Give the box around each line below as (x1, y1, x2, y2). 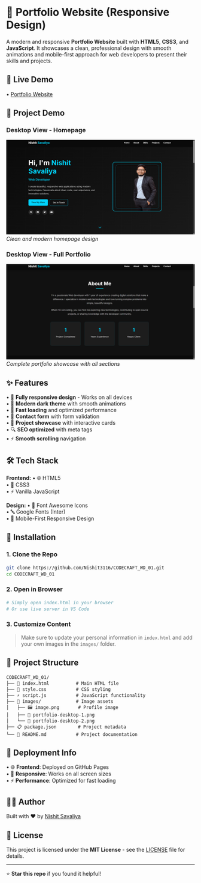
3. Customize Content (6, 620, 71, 628)
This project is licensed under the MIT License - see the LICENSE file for (6, 846, 185, 854)
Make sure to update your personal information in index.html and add (20, 634, 193, 641)
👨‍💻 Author (6, 797, 45, 807)
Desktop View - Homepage (6, 126, 86, 135)
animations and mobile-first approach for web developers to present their (6, 50, 187, 58)
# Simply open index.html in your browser (6, 599, 114, 605)
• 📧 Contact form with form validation (6, 413, 100, 420)
